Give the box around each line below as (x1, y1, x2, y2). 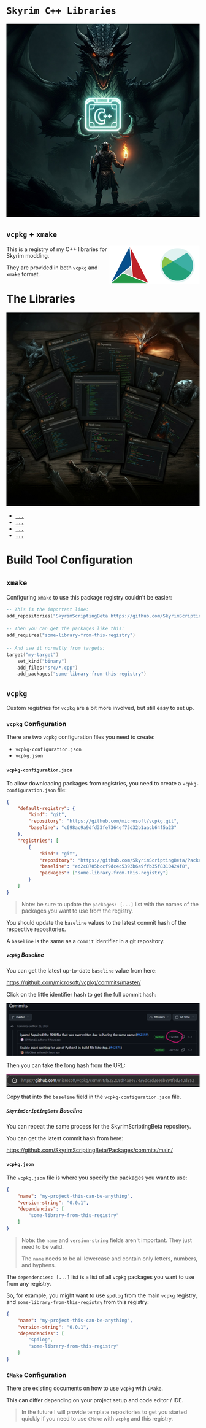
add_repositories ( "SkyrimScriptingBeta (6, 612, 109, 619)
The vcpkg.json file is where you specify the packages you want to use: (6, 1174, 188, 1181)
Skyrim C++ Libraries (6, 5, 116, 17)
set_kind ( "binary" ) (17, 658, 67, 664)
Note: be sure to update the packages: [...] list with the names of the (21, 900, 199, 908)
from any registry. (6, 1279, 51, 1287)
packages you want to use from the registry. (21, 907, 134, 914)
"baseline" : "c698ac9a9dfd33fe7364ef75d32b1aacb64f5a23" (28, 825, 177, 831)
